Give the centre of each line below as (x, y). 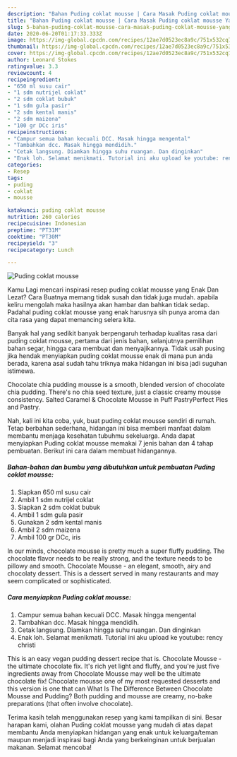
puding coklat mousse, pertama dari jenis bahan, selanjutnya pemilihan (110, 341)
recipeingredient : (34, 79)
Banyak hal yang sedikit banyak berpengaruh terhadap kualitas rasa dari (112, 333)
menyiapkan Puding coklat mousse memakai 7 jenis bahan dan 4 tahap (110, 443)
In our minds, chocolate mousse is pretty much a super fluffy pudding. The (116, 551)
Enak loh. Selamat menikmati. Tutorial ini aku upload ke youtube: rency (120, 638)
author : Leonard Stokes (42, 60)
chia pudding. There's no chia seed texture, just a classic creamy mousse (114, 392)
